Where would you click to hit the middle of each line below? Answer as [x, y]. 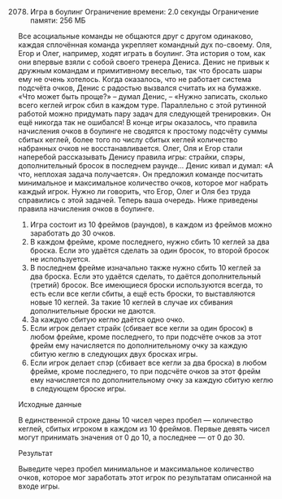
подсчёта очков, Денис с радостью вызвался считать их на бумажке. [140, 88]
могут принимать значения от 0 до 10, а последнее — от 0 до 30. [132, 437]
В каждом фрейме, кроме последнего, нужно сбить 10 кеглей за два [150, 242]
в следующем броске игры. [78, 388]
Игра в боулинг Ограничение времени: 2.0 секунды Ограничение [144, 12]
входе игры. [39, 486]
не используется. [60, 259]
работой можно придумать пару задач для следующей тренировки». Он [145, 114]
